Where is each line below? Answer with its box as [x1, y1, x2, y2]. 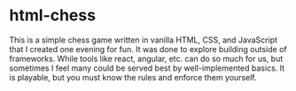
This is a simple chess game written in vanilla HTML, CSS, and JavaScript [9, 34, 277, 45]
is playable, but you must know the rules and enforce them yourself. [9, 72, 257, 82]
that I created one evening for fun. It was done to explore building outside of [9, 43, 287, 54]
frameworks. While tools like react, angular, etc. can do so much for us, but [9, 53, 284, 64]
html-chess [9, 5, 96, 26]
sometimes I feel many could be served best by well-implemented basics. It [9, 63, 285, 73]
